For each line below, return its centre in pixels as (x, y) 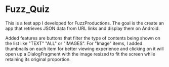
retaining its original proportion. (38, 59)
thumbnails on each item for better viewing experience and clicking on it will (85, 48)
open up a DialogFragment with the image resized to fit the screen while (80, 54)
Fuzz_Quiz (28, 9)
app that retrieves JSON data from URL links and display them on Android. (83, 28)
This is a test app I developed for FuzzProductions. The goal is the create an (85, 23)
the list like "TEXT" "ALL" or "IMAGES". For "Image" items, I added (74, 43)
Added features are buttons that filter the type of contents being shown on (83, 38)
